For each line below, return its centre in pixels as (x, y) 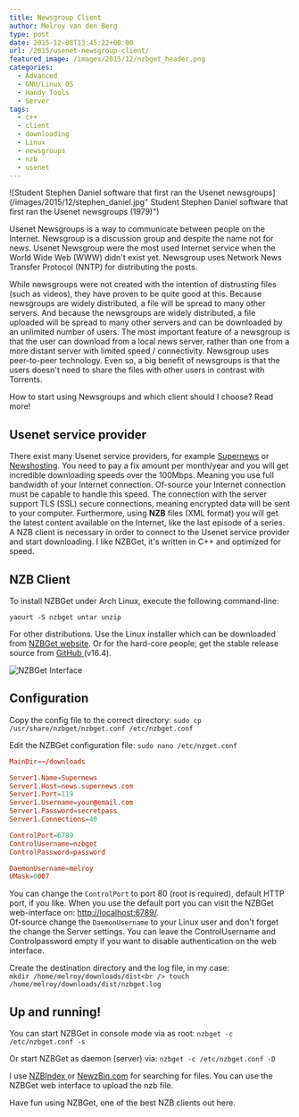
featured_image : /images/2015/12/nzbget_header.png (107, 59)
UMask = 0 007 (29, 877)
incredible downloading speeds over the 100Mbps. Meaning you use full (142, 475)
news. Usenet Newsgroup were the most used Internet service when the (142, 248)
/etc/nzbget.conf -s (48, 1042)
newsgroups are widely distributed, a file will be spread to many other (137, 303)
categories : (31, 68)
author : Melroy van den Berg (63, 26)
